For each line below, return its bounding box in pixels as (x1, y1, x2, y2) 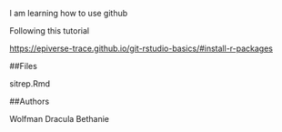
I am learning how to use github (9, 8, 128, 18)
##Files (9, 61, 38, 71)
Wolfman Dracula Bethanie (9, 114, 109, 124)
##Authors (9, 96, 50, 107)
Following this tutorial (9, 25, 89, 36)
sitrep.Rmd (9, 78, 51, 89)
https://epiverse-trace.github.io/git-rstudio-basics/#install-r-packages (9, 43, 273, 54)
